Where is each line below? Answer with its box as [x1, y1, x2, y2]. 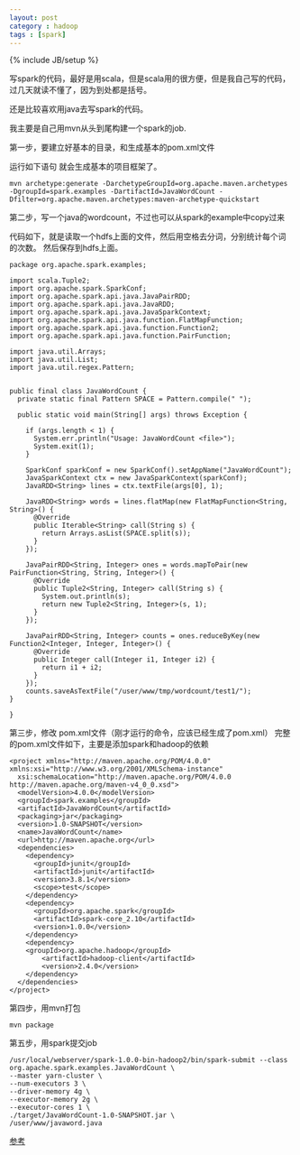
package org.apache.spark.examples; [9, 261, 147, 270]
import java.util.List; [9, 356, 99, 365]
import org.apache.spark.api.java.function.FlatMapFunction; [9, 316, 244, 325]
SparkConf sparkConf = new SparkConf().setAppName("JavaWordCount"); [25, 466, 293, 475]
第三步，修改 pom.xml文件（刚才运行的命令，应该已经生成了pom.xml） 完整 [9, 727, 291, 738]
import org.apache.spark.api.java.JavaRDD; [9, 300, 176, 310]
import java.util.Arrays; [9, 347, 106, 356]
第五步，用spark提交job [9, 1038, 97, 1049]
